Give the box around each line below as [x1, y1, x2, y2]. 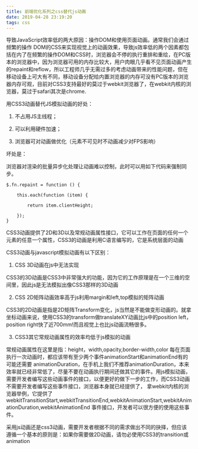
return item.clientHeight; [27, 202, 94, 209]
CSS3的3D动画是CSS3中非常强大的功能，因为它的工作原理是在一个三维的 [6, 274, 185, 281]
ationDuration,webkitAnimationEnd [6, 404, 90, 411]
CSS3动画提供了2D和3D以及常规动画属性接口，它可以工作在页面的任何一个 [6, 229, 189, 236]
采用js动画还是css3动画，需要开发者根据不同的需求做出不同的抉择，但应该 [6, 424, 187, 431]
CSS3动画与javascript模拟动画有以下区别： [6, 249, 111, 256]
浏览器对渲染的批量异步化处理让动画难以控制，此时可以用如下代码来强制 [6, 163, 181, 170]
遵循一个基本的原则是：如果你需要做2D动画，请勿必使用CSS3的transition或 [6, 431, 189, 438]
